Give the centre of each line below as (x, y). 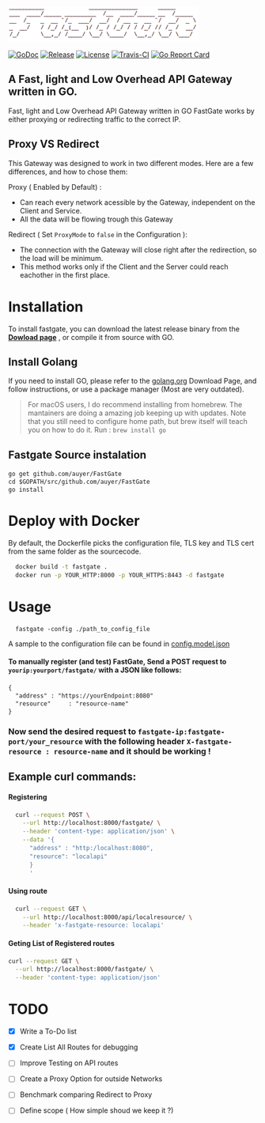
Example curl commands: (72, 777)
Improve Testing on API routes (69, 1063)
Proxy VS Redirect (54, 144)
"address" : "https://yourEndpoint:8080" (85, 696)
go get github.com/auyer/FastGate (65, 474)
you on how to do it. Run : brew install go (97, 430)
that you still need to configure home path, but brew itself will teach (137, 422)
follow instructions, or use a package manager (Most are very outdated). (126, 389)
